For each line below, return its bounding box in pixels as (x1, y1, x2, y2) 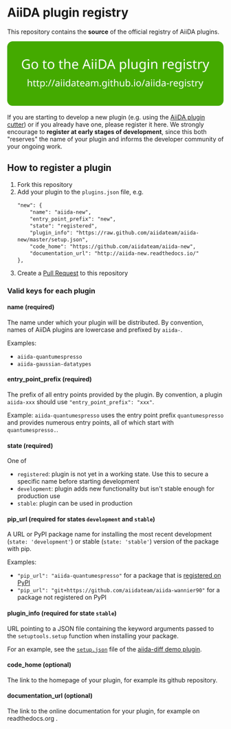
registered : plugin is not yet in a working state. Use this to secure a (16, 470, 208, 478)
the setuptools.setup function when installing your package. (7, 631, 179, 640)
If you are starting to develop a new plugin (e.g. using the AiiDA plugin (7, 113, 206, 121)
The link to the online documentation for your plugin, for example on (7, 707, 200, 715)
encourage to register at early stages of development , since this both (7, 127, 208, 135)
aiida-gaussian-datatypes (16, 361, 91, 368)
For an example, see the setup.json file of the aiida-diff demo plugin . (7, 644, 202, 653)
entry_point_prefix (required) (7, 375, 92, 383)
